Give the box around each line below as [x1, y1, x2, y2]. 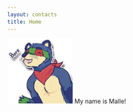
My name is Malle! [74, 97, 127, 105]
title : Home [7, 18, 42, 25]
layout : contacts [7, 11, 57, 18]
